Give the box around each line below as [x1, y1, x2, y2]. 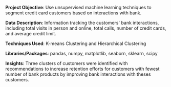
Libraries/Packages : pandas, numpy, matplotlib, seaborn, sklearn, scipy [5, 51, 158, 56]
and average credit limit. [5, 31, 56, 36]
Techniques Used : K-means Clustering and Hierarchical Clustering [5, 40, 146, 47]
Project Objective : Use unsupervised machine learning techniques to [5, 5, 152, 10]
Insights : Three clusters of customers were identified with [5, 60, 128, 66]
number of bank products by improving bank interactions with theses [5, 71, 151, 77]
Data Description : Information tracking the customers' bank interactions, [5, 20, 159, 26]
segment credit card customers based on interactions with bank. [5, 10, 142, 16]
